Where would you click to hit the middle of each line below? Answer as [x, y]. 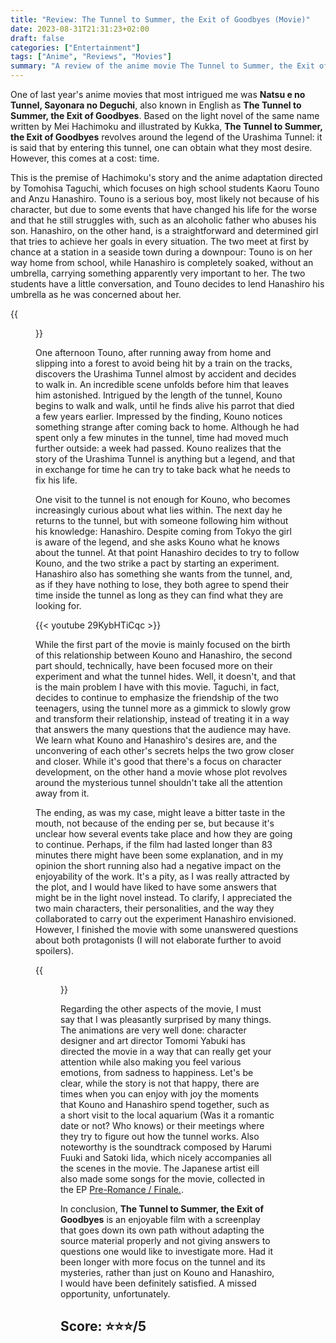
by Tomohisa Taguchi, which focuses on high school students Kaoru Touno [165, 188]
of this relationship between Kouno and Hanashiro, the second [164, 655]
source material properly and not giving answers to [165, 1240]
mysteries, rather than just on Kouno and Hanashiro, [167, 1272]
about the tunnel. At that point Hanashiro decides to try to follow [167, 552]
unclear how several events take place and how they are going [164, 834]
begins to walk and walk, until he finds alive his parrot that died [165, 405]
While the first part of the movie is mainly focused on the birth [163, 644]
